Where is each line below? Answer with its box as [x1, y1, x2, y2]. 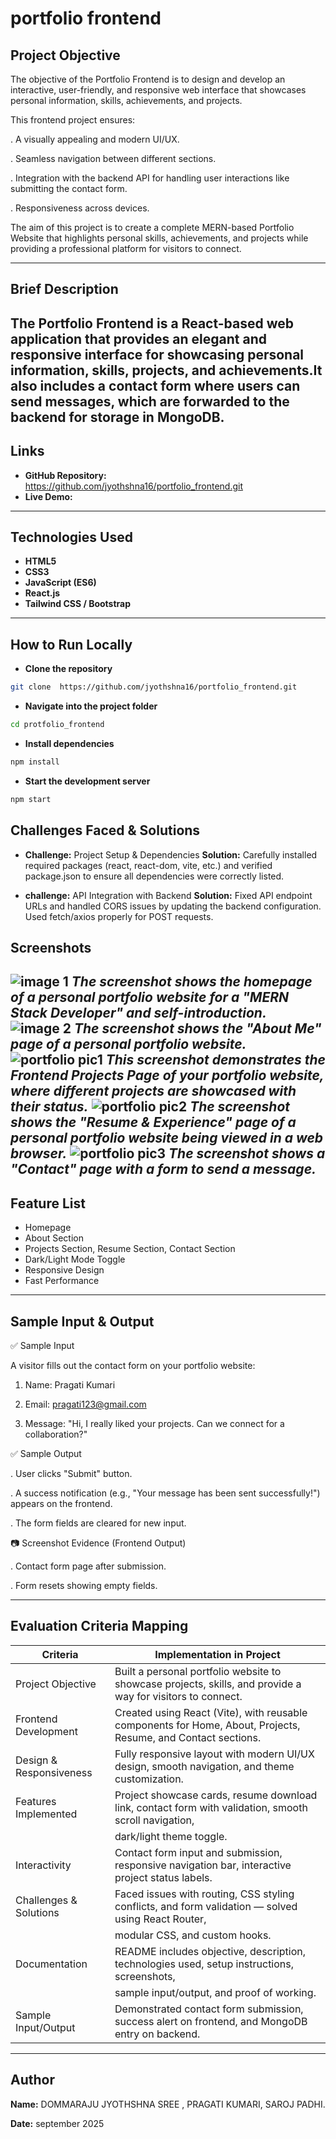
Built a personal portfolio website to [114, 1664, 282, 1678]
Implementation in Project [154, 1647, 281, 1661]
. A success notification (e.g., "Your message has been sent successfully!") [10, 1487, 321, 1499]
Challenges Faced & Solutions [10, 822, 201, 839]
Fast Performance [24, 1275, 100, 1287]
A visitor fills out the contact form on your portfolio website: [10, 1359, 256, 1371]
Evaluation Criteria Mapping [10, 1618, 189, 1635]
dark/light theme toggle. [114, 1829, 228, 1843]
